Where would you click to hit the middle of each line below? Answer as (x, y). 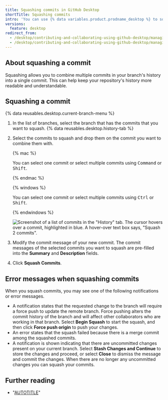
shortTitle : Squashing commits (38, 15)
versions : (15, 24)
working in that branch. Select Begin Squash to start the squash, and (83, 322)
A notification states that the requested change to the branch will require (87, 306)
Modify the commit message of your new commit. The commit (76, 243)
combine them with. (33, 144)
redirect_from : (21, 33)
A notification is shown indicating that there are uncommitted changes (85, 343)
